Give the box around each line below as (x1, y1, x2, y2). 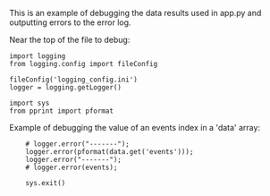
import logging (9, 52, 66, 61)
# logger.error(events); (25, 163, 118, 172)
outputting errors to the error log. (9, 17, 131, 28)
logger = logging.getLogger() (9, 83, 122, 92)
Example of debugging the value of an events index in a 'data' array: (9, 123, 261, 132)
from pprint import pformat (9, 107, 114, 115)
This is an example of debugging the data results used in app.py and (9, 8, 262, 18)
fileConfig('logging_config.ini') (9, 75, 139, 84)
